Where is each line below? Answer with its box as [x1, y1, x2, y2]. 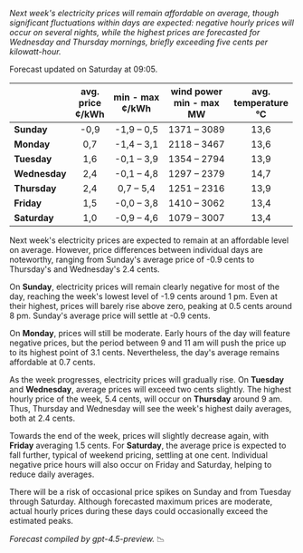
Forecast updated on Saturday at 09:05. [9, 63, 158, 74]
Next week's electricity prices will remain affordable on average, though [9, 8, 279, 18]
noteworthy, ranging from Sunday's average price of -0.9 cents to [9, 254, 255, 265]
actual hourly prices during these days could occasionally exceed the [9, 506, 269, 516]
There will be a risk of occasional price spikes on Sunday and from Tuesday [9, 487, 292, 497]
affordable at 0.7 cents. [9, 357, 97, 367]
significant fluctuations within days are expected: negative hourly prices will [9, 17, 294, 28]
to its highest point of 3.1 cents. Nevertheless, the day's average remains [9, 347, 280, 357]
